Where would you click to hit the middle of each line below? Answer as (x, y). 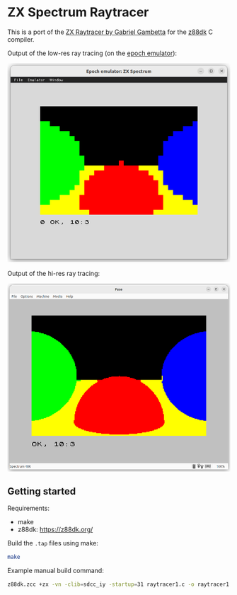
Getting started (42, 491)
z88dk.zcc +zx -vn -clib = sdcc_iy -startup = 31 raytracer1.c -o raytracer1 (118, 584)
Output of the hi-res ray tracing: (54, 274)
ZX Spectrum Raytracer (78, 12)
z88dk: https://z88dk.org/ (55, 530)
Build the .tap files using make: (53, 543)
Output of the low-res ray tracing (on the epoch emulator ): (92, 53)
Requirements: (28, 508)
